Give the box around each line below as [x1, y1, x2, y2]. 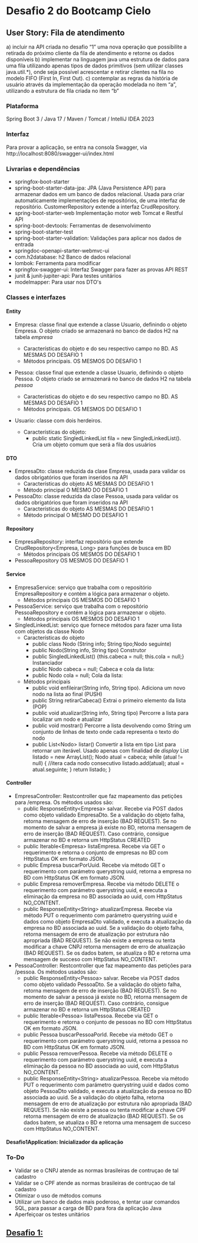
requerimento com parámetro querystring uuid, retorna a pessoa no [23, 1037, 189, 1044]
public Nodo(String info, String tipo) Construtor [32, 646, 146, 653]
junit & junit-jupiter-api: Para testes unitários [14, 272, 122, 279]
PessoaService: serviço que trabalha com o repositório [14, 603, 148, 610]
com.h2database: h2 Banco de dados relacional [14, 253, 131, 261]
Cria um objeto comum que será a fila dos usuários [32, 441, 156, 448]
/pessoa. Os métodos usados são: [14, 968, 98, 975]
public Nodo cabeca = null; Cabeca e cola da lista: [32, 665, 155, 672]
